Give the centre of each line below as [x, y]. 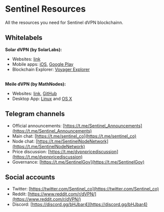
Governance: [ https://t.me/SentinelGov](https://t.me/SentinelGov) [78, 162]
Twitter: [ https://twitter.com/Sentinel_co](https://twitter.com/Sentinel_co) [85, 189]
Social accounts [30, 177]
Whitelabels [24, 38]
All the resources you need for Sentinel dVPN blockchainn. [64, 22]
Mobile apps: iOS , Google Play [43, 64]
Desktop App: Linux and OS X [42, 98]
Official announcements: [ [38, 126]
